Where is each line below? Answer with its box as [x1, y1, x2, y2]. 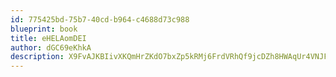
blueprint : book [10, 24, 78, 34]
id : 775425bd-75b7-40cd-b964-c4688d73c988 [10, 14, 190, 25]
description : [10, 52, 65, 62]
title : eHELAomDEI [10, 33, 87, 43]
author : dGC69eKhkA [10, 42, 92, 53]
